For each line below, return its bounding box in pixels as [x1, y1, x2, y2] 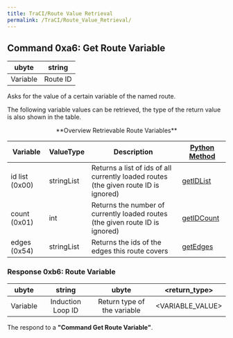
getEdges [182, 242, 214, 251]
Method [189, 152, 216, 161]
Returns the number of [91, 200, 165, 210]
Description [113, 147, 153, 157]
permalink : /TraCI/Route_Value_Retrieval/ [7, 17, 132, 24]
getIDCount [182, 213, 220, 223]
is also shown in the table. [7, 113, 82, 121]
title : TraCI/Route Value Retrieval [7, 10, 113, 17]
